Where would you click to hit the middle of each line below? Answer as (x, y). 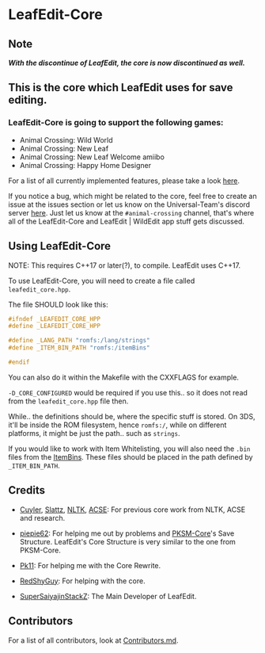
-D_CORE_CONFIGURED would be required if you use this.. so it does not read (128, 392)
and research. (42, 517)
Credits (27, 490)
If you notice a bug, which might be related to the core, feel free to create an (132, 196)
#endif (19, 362)
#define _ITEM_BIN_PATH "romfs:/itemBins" (79, 348)
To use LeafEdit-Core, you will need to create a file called (102, 281)
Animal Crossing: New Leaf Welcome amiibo (92, 157)
